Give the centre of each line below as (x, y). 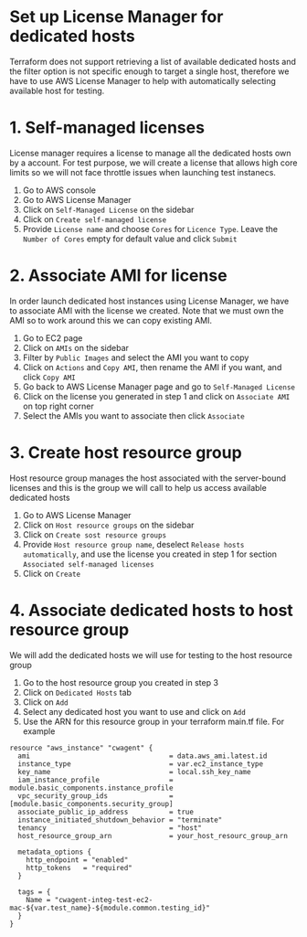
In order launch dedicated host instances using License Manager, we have (149, 301)
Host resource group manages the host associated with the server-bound (148, 478)
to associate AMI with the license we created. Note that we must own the (147, 310)
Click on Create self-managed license (95, 219)
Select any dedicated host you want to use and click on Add (134, 711)
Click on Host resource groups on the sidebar (108, 525)
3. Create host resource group (126, 453)
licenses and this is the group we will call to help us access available (138, 487)
